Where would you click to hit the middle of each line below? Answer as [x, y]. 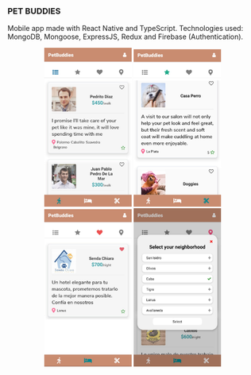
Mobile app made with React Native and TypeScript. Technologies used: [125, 29]
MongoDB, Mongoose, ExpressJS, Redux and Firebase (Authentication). [125, 37]
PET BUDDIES [34, 11]
